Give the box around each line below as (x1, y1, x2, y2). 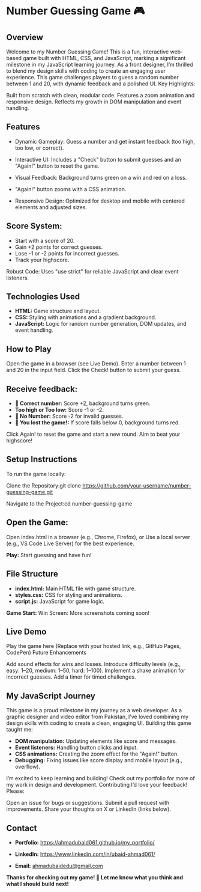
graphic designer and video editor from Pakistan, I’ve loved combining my (6, 713, 189, 721)
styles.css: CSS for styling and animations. (14, 591, 123, 598)
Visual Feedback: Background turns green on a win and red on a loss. (14, 174, 187, 181)
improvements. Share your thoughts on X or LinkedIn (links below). (6, 805, 171, 813)
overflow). (14, 763, 41, 771)
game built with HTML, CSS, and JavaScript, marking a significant (23, 55, 186, 61)
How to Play (6, 344, 52, 354)
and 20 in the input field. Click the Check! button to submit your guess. (6, 367, 181, 374)
